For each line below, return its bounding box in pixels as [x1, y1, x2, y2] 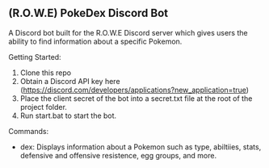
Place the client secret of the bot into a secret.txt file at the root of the [19, 93, 253, 103]
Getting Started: [8, 52, 62, 61]
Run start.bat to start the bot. [19, 111, 117, 120]
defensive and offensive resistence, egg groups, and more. [19, 150, 216, 160]
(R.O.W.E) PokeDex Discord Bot [8, 6, 169, 20]
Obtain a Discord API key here [19, 76, 120, 86]
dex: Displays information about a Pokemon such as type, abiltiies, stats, [19, 141, 262, 152]
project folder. [19, 102, 67, 111]
